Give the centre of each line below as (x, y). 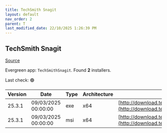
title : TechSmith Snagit (31, 10)
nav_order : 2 (19, 19)
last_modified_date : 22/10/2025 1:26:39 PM (51, 28)
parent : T (15, 24)
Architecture (98, 94)
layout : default (22, 14)
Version (17, 94)
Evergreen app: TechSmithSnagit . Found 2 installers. (58, 70)
